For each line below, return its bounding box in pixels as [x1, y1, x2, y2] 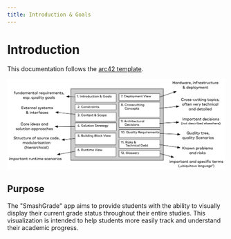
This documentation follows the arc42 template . [7, 64, 144, 73]
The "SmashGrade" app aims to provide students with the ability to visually [7, 201, 221, 210]
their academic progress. [7, 223, 79, 231]
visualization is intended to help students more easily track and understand [7, 216, 221, 224]
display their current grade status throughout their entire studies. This [7, 209, 206, 217]
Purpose [7, 183, 45, 195]
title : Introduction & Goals [7, 11, 91, 18]
